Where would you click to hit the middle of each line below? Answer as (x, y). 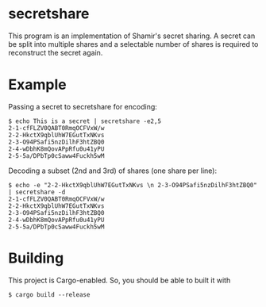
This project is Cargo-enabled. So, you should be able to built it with (120, 280)
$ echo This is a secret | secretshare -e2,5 (85, 121)
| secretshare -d (37, 192)
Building (36, 258)
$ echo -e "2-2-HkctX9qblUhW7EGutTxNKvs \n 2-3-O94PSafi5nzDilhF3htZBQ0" (133, 185)
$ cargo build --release (49, 294)
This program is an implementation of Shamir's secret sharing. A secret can (132, 36)
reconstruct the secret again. (56, 52)
